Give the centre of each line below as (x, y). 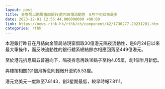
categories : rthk (23, 28)
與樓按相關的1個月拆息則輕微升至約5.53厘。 (50, 71)
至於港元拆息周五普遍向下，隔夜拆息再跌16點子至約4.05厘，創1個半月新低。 (84, 60)
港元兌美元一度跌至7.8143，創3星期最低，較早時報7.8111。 (65, 81)
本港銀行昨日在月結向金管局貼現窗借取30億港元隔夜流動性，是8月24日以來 (82, 43)
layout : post (19, 10)
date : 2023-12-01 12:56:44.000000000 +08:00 (53, 19)
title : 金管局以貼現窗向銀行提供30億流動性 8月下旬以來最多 (61, 14)
